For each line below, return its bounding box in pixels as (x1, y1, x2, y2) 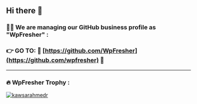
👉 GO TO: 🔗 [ (6, 47, 46, 55)
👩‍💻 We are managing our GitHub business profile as (6, 23, 157, 32)
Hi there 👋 (6, 6, 43, 16)
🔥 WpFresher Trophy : (6, 78, 70, 86)
